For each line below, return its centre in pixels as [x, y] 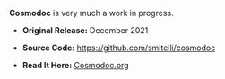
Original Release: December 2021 [85, 30]
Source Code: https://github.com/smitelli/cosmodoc [119, 48]
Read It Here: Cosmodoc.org [75, 65]
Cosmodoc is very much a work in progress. [91, 13]
